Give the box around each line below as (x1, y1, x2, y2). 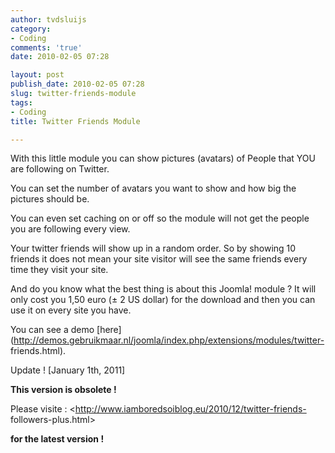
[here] (96, 324, 122, 336)
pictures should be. (10, 193, 90, 205)
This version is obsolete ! (10, 384, 117, 396)
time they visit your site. (10, 264, 109, 276)
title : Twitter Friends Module (10, 116, 141, 126)
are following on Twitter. (10, 163, 110, 175)
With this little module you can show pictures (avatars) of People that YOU (10, 152, 316, 165)
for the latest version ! (10, 433, 105, 445)
